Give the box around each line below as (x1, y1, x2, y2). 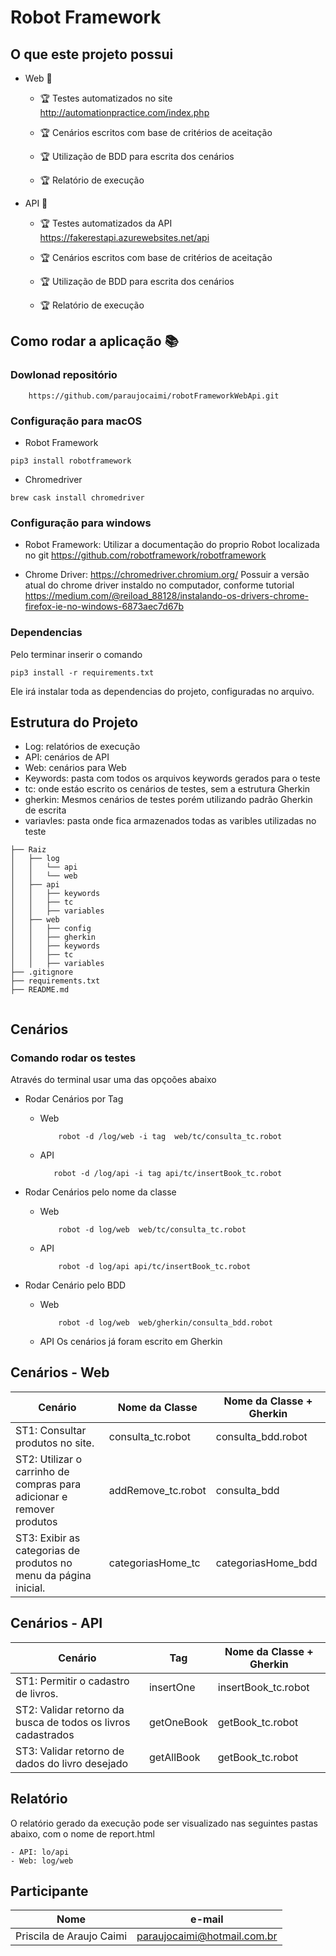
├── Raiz (10, 845, 47, 855)
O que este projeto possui (10, 46, 174, 63)
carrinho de (15, 1464, 70, 1478)
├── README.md (10, 985, 70, 995)
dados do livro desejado (15, 1756, 129, 1770)
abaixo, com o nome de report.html (10, 1827, 155, 1840)
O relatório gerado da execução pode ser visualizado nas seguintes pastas (10, 1817, 318, 1829)
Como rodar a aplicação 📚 (10, 333, 179, 350)
